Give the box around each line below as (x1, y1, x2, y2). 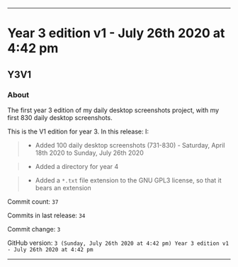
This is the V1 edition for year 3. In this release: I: (7, 127, 149, 136)
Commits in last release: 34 (7, 211, 86, 219)
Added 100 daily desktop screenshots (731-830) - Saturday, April (35, 141, 225, 149)
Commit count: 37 (7, 197, 59, 206)
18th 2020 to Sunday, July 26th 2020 (35, 148, 144, 157)
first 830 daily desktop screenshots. (7, 113, 113, 121)
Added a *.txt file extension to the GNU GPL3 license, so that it (35, 175, 222, 185)
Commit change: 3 (7, 224, 61, 233)
